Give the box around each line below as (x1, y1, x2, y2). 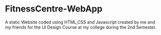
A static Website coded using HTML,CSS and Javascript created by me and (5, 19, 156, 25)
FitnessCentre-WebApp (5, 3, 102, 14)
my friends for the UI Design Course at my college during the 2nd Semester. (5, 24, 157, 30)
